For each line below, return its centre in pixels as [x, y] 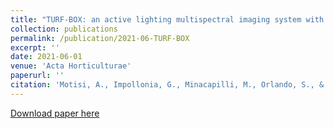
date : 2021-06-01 [46, 57]
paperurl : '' [37, 76]
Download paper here [55, 113]
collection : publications [64, 29]
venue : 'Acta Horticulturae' [71, 66]
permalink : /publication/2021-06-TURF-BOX [100, 38]
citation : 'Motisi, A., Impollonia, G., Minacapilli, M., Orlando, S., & [167, 85]
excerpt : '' [35, 47]
